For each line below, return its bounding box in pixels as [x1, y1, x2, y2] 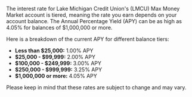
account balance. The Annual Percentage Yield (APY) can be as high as [6, 18, 182, 24]
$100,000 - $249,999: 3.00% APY [14, 60, 102, 67]
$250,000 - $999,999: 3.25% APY [14, 66, 103, 73]
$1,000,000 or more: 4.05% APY [14, 73, 97, 79]
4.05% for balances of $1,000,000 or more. [6, 24, 113, 31]
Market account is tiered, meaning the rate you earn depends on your [6, 11, 177, 18]
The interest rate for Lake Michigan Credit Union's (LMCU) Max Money [6, 5, 180, 12]
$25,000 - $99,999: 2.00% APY [14, 54, 95, 60]
